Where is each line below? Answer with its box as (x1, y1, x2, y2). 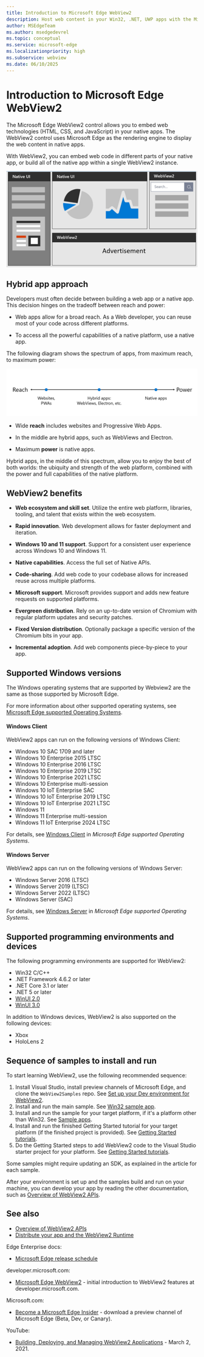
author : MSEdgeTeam (6, 23, 56, 29)
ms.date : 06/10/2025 (6, 61, 59, 67)
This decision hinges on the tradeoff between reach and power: (6, 302, 166, 309)
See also (6, 1209, 39, 1219)
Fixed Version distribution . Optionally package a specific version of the (15, 625, 195, 633)
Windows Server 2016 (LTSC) (15, 876, 89, 884)
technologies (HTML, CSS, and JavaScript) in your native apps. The (6, 128, 175, 135)
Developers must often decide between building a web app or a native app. (6, 295, 194, 302)
